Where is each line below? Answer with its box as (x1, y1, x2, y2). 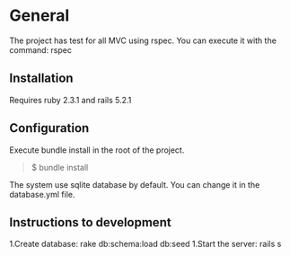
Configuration (9, 120, 90, 136)
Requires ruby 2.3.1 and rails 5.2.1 (9, 94, 132, 105)
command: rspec (9, 44, 72, 55)
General (9, 5, 70, 26)
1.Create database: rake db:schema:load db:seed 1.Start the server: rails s (9, 239, 282, 250)
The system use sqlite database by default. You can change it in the (9, 179, 260, 190)
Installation (9, 71, 74, 86)
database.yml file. (9, 189, 75, 199)
